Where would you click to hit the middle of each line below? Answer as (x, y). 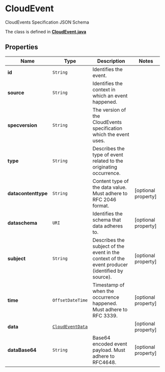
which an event (110, 95)
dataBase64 (22, 350)
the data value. (110, 187)
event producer (110, 264)
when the (103, 291)
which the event (111, 134)
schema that (107, 220)
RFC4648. (104, 362)
